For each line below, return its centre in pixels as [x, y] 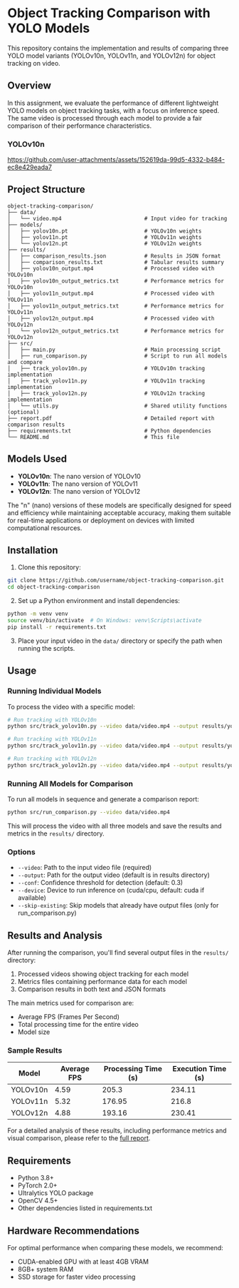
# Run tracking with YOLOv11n [52, 739]
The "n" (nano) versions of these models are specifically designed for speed [119, 505]
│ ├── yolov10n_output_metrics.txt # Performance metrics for [116, 281]
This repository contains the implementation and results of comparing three [118, 48]
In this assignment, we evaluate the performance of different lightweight [113, 103]
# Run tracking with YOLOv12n [52, 759]
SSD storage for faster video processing [76, 1277]
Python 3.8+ [36, 1178]
